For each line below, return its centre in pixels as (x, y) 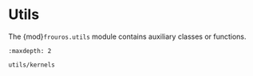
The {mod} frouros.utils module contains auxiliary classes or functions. (127, 36)
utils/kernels (32, 65)
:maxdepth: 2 (30, 51)
